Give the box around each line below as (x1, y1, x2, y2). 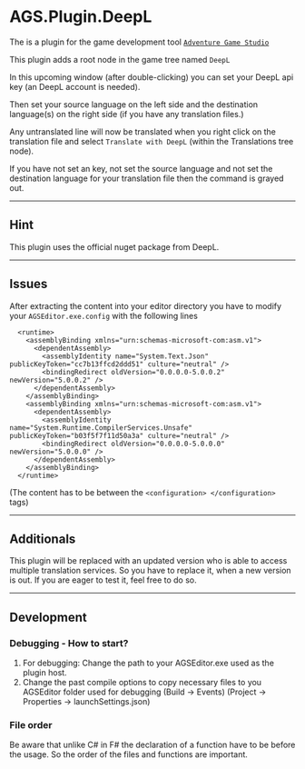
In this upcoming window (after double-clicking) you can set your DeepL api (9, 71, 294, 83)
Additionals (9, 531, 76, 546)
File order (9, 718, 53, 731)
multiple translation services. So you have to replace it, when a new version (9, 565, 292, 576)
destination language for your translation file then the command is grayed (9, 173, 284, 184)
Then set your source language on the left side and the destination (9, 98, 259, 110)
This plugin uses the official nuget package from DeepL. (9, 241, 220, 252)
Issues (9, 276, 48, 292)
